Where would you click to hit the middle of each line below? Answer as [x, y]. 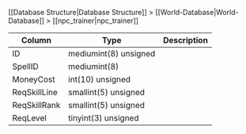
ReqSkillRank [36, 105]
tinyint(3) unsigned [104, 118]
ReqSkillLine [35, 92]
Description [185, 40]
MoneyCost [34, 79]
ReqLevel [30, 118]
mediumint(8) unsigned [112, 54]
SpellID [25, 66]
